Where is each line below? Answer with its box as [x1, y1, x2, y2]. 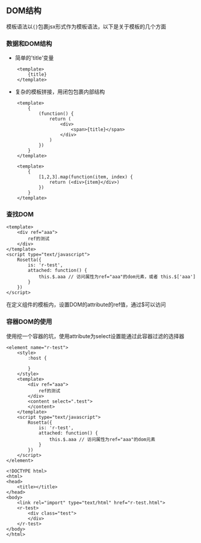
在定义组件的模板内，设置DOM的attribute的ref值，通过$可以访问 [6, 301, 167, 309]
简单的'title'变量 [14, 54, 54, 61]
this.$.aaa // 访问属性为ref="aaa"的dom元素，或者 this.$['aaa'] [38, 274, 196, 280]
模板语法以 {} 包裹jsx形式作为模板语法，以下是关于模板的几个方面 [6, 23, 167, 30]
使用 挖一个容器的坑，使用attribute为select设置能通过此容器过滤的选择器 [6, 332, 185, 339]
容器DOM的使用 [6, 318, 52, 326]
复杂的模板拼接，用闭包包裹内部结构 [14, 88, 105, 95]
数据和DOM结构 [6, 39, 52, 48]
